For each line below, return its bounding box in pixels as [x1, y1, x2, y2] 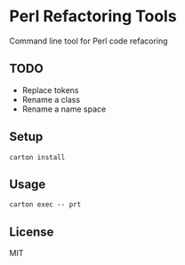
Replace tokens [21, 84, 79, 95]
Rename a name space [21, 104, 107, 114]
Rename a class [21, 94, 81, 105]
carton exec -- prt [9, 200, 82, 209]
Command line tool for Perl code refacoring [9, 35, 168, 46]
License [9, 224, 54, 239]
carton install [9, 152, 66, 161]
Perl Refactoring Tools [9, 6, 177, 27]
